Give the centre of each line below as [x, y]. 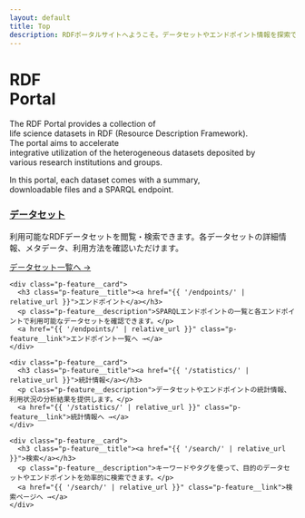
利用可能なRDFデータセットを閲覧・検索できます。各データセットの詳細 [144, 236]
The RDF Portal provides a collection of [83, 124]
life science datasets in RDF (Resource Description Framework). [129, 133]
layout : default [40, 18]
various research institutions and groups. [86, 162]
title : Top [30, 26]
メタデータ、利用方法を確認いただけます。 [104, 248]
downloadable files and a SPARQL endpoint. [92, 190]
